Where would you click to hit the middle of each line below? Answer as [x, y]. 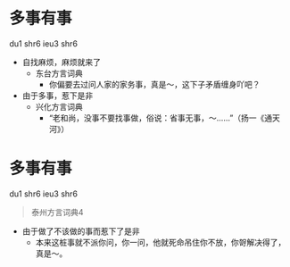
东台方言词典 [59, 73]
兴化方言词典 [59, 106]
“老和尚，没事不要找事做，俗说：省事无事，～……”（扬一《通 [161, 118]
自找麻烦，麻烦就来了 [61, 62]
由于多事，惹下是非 [58, 96]
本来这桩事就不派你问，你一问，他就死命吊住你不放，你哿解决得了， [161, 242]
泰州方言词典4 [57, 212]
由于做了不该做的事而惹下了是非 [81, 231]
